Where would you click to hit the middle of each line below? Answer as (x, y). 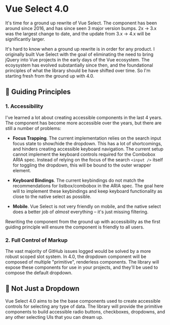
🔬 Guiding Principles (38, 92)
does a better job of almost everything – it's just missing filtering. (80, 212)
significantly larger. (25, 39)
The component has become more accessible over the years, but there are (83, 123)
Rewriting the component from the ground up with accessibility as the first (83, 221)
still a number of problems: (33, 128)
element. (22, 170)
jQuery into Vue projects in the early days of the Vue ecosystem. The (77, 59)
